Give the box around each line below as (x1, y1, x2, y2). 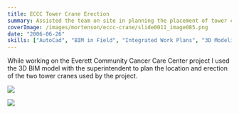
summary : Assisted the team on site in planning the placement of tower (7, 17, 228, 24)
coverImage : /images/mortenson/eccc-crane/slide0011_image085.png (7, 24, 208, 31)
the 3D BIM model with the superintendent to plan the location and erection (7, 64, 228, 73)
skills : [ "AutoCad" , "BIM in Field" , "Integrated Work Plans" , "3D (7, 37, 212, 44)
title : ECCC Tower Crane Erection (7, 10, 110, 18)
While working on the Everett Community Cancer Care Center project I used (7, 56, 230, 65)
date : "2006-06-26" (7, 30, 65, 38)
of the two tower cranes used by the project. (7, 72, 138, 81)
